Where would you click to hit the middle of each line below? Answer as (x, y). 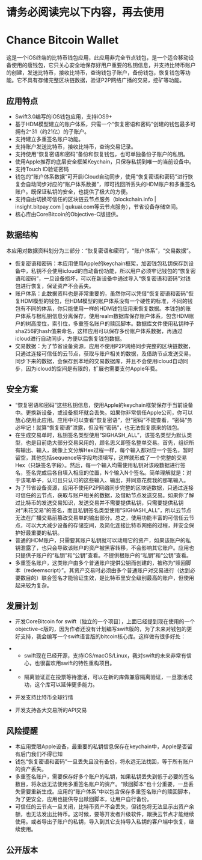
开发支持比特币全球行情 (44, 697)
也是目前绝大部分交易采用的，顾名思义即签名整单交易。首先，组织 (107, 442)
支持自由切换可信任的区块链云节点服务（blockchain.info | (85, 199)
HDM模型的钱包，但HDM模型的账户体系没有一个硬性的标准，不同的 (104, 300)
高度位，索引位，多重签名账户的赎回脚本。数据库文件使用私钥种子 (112, 323)
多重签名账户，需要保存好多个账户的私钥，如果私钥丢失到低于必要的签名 (104, 776)
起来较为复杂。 (33, 585)
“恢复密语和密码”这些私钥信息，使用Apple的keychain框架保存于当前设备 (104, 405)
